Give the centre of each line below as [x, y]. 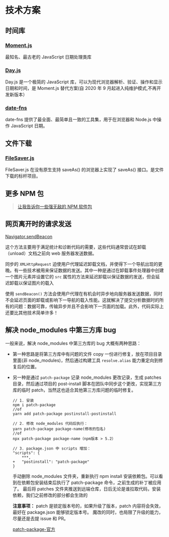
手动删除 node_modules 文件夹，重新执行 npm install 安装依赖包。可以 [86, 476]
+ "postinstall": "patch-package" [51, 462]
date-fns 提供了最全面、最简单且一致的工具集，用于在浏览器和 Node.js [78, 120]
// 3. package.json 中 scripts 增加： [52, 448]
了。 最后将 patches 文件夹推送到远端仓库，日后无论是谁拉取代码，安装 [87, 489]
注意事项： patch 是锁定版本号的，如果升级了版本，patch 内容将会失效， [88, 506]
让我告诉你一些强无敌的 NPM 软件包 [55, 206]
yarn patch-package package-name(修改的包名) [59, 429]
